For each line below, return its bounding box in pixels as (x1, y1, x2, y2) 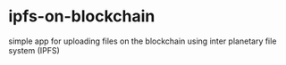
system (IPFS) (8, 45, 60, 55)
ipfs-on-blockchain (8, 6, 156, 27)
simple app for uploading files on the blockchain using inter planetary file (8, 36, 277, 46)
